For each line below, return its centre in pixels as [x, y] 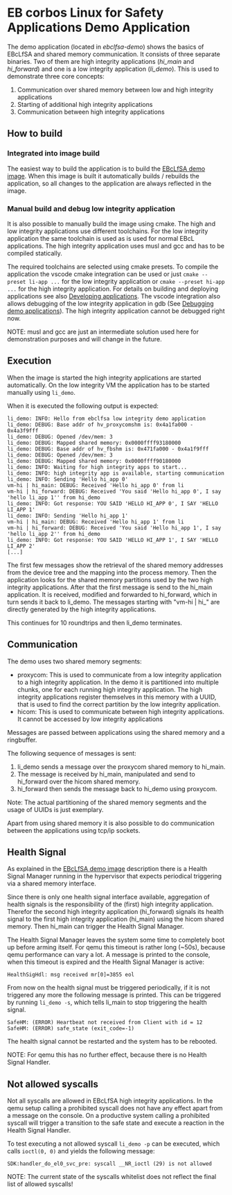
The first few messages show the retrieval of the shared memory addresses [115, 565]
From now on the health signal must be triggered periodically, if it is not [109, 988]
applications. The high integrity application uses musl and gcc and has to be [116, 246]
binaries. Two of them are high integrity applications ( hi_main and [101, 61]
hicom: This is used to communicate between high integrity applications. [121, 711]
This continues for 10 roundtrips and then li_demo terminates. [95, 622]
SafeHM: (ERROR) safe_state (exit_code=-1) [71, 1028]
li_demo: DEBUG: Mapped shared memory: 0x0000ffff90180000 [94, 461]
